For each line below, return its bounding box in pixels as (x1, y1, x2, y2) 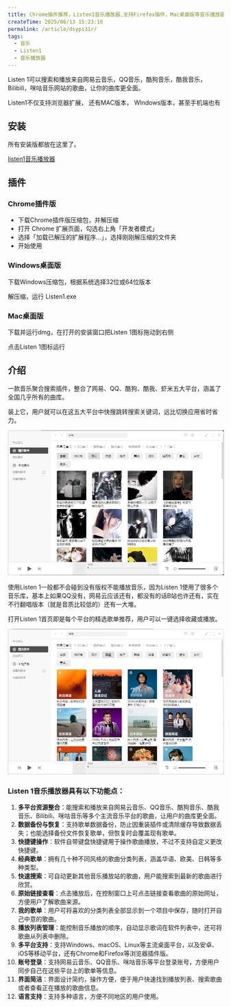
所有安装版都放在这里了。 (8, 140, 80, 148)
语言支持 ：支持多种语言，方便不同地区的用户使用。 (17, 993, 162, 1001)
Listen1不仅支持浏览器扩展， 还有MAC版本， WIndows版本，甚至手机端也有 (8, 98, 221, 107)
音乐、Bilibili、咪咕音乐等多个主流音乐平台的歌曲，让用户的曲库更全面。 (17, 812, 221, 820)
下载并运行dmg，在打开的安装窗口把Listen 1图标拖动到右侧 (8, 327, 174, 336)
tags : (8, 33, 23, 40)
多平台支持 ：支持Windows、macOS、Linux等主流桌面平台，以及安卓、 (17, 941, 219, 949)
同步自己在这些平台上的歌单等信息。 (17, 966, 121, 975)
